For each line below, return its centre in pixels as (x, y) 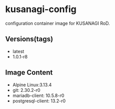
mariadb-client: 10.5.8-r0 (38, 95)
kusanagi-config (41, 9)
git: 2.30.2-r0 (26, 90)
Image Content (29, 72)
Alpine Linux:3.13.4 (32, 85)
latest (18, 51)
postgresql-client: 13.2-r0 (39, 101)
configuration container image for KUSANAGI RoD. (57, 23)
